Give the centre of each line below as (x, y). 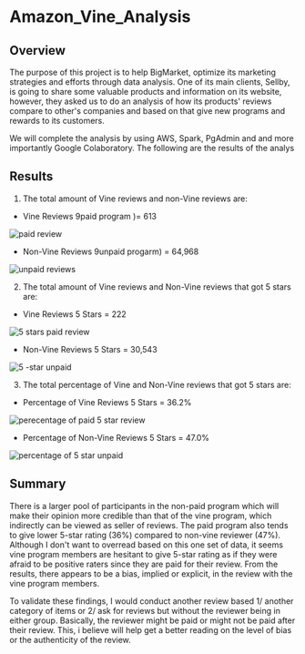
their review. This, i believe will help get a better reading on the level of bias (151, 629)
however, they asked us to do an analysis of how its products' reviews (141, 101)
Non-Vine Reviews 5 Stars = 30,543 (90, 349)
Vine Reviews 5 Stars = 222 (75, 314)
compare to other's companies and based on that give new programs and (147, 111)
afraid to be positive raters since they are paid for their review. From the (144, 564)
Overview (38, 51)
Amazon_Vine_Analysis (100, 17)
